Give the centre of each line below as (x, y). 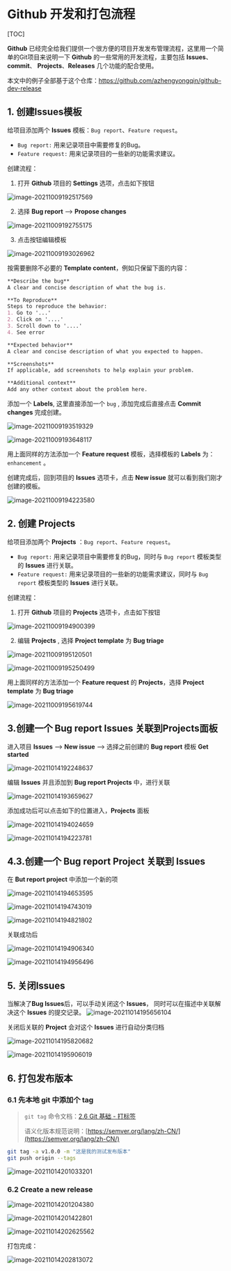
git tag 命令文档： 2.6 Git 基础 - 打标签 (80, 1116)
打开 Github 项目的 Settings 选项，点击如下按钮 (86, 183)
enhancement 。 (29, 463)
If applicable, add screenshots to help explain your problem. (101, 370)
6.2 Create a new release (50, 1189)
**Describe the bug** (39, 281)
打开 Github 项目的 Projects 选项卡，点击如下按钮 (89, 612)
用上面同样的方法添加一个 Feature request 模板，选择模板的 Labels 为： (111, 454)
